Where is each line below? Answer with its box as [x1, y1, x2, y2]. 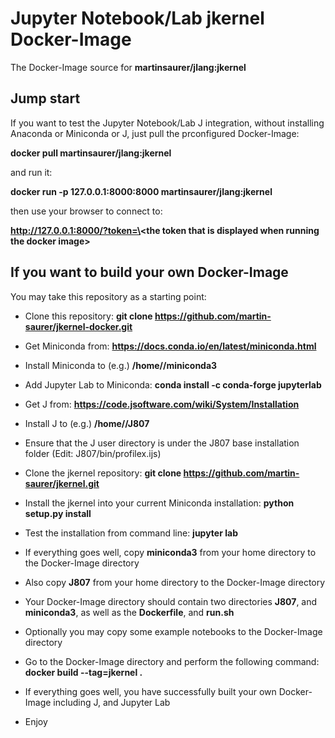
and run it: [10, 166, 53, 178]
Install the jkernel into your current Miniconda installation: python [24, 497, 295, 509]
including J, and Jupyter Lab [53, 696, 171, 708]
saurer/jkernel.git [24, 477, 100, 489]
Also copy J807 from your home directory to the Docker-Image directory [24, 576, 326, 588]
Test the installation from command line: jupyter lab [24, 527, 238, 539]
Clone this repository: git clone [24, 310, 153, 322]
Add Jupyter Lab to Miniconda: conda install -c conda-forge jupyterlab [24, 378, 322, 391]
